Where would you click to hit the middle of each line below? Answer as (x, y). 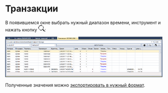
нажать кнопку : (25, 29)
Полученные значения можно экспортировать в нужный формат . (75, 85)
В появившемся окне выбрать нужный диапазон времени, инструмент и (83, 22)
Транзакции (32, 9)
